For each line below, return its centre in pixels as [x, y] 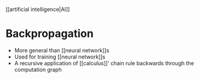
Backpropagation [50, 34]
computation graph [38, 69]
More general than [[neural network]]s [62, 50]
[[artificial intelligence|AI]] [38, 9]
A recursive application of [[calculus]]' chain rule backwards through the [104, 63]
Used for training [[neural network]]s [60, 57]
